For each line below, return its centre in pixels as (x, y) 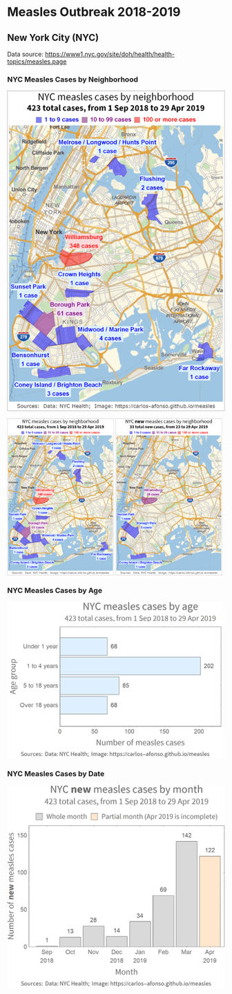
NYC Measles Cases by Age (55, 591)
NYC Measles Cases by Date (56, 774)
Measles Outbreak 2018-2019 (94, 12)
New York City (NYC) (53, 38)
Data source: (25, 54)
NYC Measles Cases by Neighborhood (72, 79)
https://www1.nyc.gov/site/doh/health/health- (109, 54)
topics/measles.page (37, 62)
